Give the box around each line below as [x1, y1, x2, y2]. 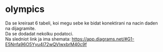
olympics [5, 3, 45, 15]
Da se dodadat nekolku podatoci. [5, 30, 74, 36]
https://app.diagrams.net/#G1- [72, 36, 134, 42]
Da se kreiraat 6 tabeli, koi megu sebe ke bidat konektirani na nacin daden [5, 20, 158, 26]
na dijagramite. [5, 25, 36, 31]
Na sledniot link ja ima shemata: [5, 36, 71, 42]
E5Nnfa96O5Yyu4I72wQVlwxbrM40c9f [5, 41, 87, 47]
